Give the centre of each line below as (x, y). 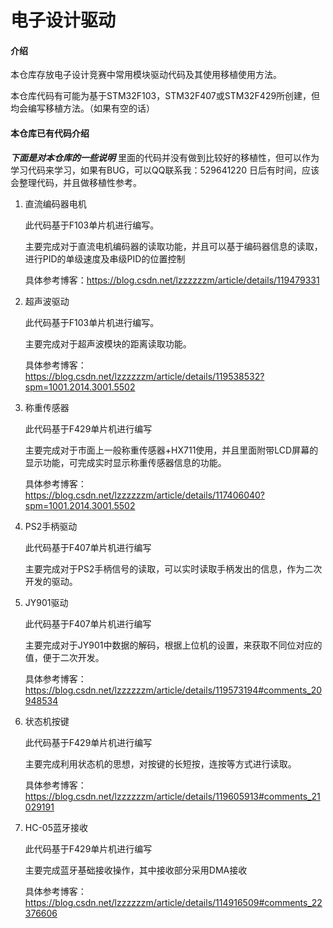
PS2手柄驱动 (51, 526)
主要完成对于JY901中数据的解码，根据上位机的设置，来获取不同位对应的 (173, 645)
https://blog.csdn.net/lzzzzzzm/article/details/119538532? (144, 376)
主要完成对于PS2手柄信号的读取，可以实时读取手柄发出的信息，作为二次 (173, 568)
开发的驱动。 (51, 581)
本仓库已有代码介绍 (50, 133)
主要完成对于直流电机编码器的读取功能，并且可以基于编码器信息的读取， (173, 246)
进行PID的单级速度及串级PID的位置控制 (105, 258)
